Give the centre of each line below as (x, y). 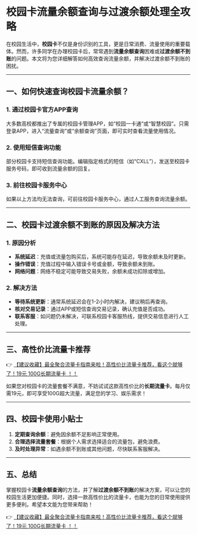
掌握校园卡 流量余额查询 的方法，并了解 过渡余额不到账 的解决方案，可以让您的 (98, 489)
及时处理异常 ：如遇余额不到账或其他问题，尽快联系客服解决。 (89, 448)
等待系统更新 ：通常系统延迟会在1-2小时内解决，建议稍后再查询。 (92, 302)
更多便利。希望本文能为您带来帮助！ (50, 504)
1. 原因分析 (21, 243)
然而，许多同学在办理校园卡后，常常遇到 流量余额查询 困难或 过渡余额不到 (103, 51)
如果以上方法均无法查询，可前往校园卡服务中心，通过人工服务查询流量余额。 (98, 199)
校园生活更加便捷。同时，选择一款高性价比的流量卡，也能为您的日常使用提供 (98, 497)
